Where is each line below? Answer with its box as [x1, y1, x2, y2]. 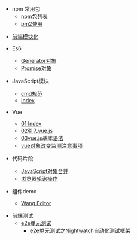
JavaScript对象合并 [20, 168, 69, 175]
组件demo [11, 188, 37, 195]
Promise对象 [20, 65, 52, 72]
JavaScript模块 [11, 77, 50, 84]
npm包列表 [20, 13, 48, 20]
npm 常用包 [11, 5, 41, 12]
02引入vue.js [20, 127, 53, 134]
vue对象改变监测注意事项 [20, 142, 83, 149]
